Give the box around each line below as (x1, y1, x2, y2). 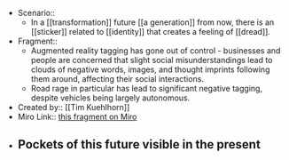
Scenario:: (17, 8, 56, 18)
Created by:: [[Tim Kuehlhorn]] (17, 102, 130, 112)
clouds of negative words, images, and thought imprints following (30, 64, 270, 75)
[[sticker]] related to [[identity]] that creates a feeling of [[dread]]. (30, 27, 270, 36)
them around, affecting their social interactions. (30, 74, 204, 84)
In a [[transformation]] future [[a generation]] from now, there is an (30, 17, 275, 28)
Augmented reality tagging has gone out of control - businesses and (30, 45, 281, 56)
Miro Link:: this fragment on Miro (17, 111, 137, 122)
